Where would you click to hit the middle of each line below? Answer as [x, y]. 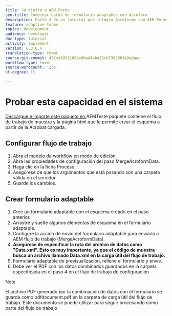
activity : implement [27, 44]
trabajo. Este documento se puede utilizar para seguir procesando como [82, 302]
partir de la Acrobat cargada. [36, 127]
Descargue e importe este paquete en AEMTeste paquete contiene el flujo [83, 116]
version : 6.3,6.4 [24, 48]
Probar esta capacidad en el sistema [84, 102]
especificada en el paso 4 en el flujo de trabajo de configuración [81, 272]
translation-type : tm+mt [32, 53]
